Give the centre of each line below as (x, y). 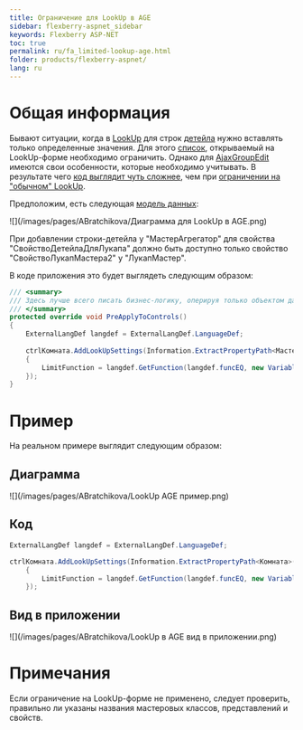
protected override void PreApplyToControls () (98, 318)
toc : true (28, 43)
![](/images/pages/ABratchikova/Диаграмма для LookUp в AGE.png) (138, 221)
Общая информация (90, 113)
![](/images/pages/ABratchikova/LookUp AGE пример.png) (119, 496)
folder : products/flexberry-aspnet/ (78, 60)
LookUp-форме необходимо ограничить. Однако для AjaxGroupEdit (139, 157)
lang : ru (26, 69)
